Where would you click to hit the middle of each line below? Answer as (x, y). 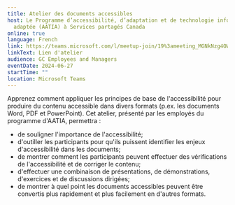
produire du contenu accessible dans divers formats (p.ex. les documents (113, 106)
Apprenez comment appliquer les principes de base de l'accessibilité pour (114, 99)
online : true (26, 33)
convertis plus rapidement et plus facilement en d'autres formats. (112, 194)
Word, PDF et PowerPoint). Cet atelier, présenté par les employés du (106, 113)
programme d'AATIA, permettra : (54, 121)
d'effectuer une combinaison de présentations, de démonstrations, (114, 171)
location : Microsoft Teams (47, 79)
